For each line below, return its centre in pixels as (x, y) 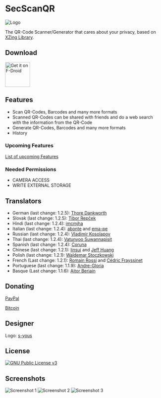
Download (21, 53)
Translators (23, 201)
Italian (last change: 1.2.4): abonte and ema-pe (60, 228)
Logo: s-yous (19, 336)
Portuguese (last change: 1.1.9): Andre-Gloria (58, 265)
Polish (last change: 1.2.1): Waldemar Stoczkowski (63, 255)
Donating (20, 286)
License (18, 351)
